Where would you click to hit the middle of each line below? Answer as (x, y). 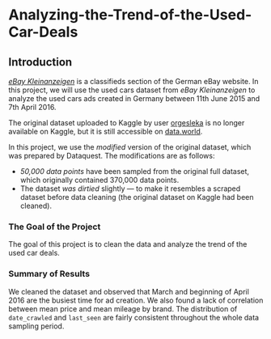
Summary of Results (49, 274)
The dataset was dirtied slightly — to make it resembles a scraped (130, 189)
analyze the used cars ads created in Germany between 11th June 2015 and (134, 98)
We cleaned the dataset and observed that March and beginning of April (129, 291)
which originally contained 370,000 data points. (100, 180)
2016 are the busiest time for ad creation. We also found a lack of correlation (136, 300)
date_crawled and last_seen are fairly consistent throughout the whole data (134, 317)
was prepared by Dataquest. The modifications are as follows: (112, 156)
